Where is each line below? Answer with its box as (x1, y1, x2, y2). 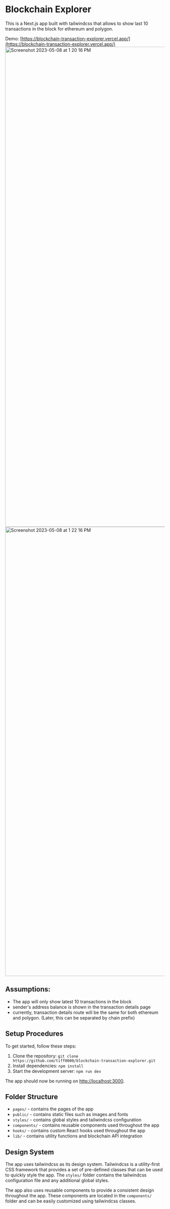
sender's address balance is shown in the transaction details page (12, 1004, 151, 1010)
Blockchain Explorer (5, 4, 92, 15)
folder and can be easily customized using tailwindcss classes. (5, 1198, 137, 1204)
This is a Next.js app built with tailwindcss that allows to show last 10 (5, 20, 148, 26)
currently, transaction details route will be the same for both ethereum (12, 1009, 158, 1015)
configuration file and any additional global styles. (5, 1178, 109, 1184)
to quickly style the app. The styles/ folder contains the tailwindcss (5, 1172, 147, 1178)
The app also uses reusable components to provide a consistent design (5, 1187, 154, 1193)
